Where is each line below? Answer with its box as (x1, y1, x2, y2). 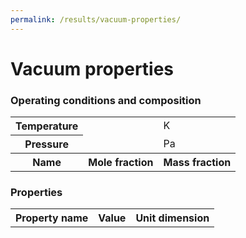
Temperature (15, 119, 79, 133)
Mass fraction (163, 156, 232, 170)
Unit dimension (135, 211, 210, 225)
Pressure (24, 137, 69, 151)
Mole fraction (88, 156, 154, 170)
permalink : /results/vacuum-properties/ (10, 14, 182, 25)
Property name (15, 211, 89, 225)
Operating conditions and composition (10, 93, 202, 107)
